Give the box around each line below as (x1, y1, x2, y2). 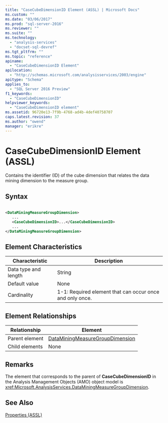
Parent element (7, 335, 43, 342)
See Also (5, 398, 33, 407)
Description (94, 257, 123, 264)
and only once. (57, 295, 92, 302)
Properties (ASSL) (5, 411, 42, 418)
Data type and (7, 266, 41, 273)
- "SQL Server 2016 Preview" (9, 86, 70, 92)
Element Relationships (5, 311, 76, 320)
